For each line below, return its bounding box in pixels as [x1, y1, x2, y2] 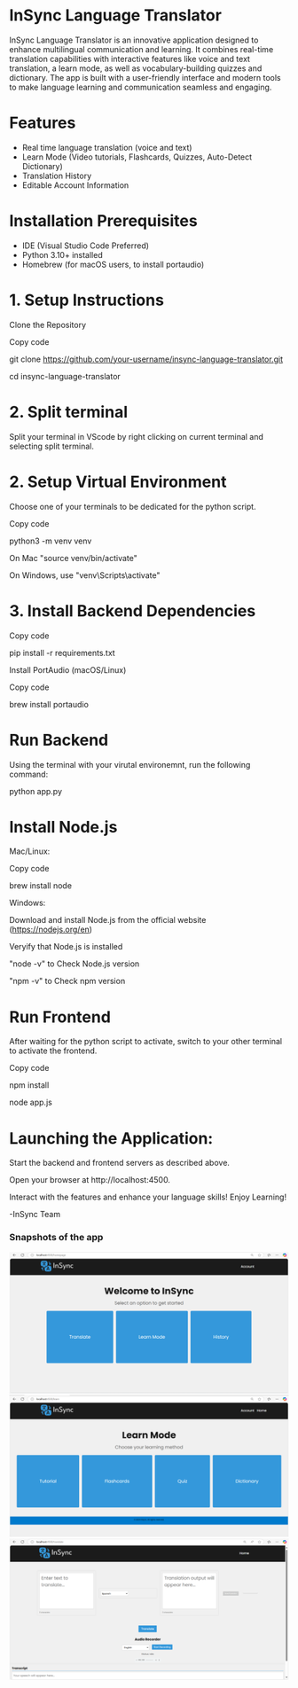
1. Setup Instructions [9, 290, 164, 310]
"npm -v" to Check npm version [9, 976, 126, 987]
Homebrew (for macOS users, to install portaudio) [21, 259, 205, 270]
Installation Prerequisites [9, 211, 198, 231]
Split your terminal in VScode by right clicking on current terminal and [9, 431, 264, 442]
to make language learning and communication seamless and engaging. [9, 82, 272, 92]
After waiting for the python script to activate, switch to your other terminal [9, 1036, 282, 1047]
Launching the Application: [9, 1128, 214, 1148]
